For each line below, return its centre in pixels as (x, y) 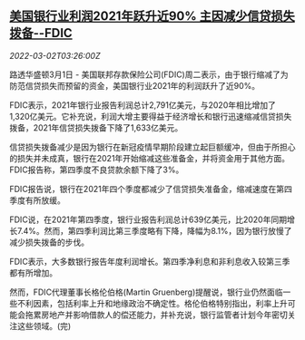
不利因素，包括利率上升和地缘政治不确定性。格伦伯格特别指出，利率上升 (152, 303)
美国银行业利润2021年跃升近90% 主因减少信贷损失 (152, 16)
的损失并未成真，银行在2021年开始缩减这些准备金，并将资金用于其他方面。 (150, 158)
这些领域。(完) (44, 325)
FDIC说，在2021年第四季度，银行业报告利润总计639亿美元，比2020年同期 (148, 219)
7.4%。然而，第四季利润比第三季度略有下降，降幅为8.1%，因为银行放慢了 (154, 230)
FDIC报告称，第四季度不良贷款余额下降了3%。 (97, 170)
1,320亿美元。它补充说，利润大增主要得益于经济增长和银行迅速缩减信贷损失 (151, 116)
